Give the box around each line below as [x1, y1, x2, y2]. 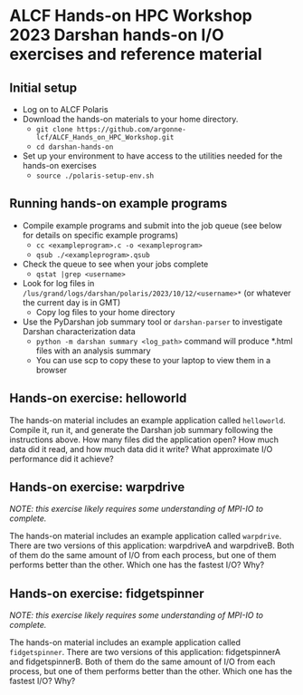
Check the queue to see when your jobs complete [22, 258, 209, 269]
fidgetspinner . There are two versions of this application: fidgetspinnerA [9, 647, 281, 658]
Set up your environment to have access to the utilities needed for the [22, 150, 283, 161]
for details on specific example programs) [22, 229, 179, 240]
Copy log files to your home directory [35, 306, 175, 317]
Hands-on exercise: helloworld [9, 391, 187, 406]
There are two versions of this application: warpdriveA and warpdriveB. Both [9, 540, 295, 551]
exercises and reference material [9, 44, 262, 64]
